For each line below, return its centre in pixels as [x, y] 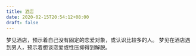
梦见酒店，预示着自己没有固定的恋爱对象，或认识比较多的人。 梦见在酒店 [96, 40]
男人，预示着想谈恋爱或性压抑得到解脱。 [61, 47]
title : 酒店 [20, 11]
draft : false [22, 22]
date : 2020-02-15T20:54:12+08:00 [48, 17]
